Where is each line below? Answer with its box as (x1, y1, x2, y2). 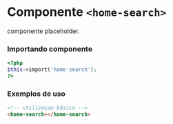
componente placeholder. (7, 27, 81, 35)
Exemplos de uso (7, 89, 65, 99)
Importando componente (7, 44, 93, 54)
